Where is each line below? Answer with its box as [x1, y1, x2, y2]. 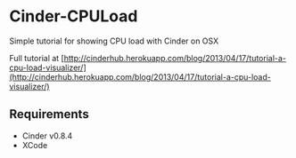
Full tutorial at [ [9, 52, 64, 63]
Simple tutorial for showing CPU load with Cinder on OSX [9, 36, 219, 46]
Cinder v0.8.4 [21, 130, 73, 141]
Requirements [9, 107, 89, 122]
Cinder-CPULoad [9, 6, 138, 27]
